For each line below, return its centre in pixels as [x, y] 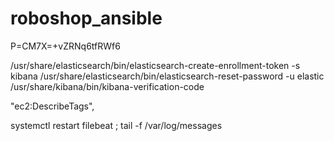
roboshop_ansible [86, 18]
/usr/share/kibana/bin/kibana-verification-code [107, 86]
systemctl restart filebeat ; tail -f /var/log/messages [116, 125]
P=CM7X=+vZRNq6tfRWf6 [65, 46]
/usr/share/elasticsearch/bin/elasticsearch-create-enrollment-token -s [155, 65]
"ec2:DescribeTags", [52, 106]
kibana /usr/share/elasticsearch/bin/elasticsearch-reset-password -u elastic [167, 76]
